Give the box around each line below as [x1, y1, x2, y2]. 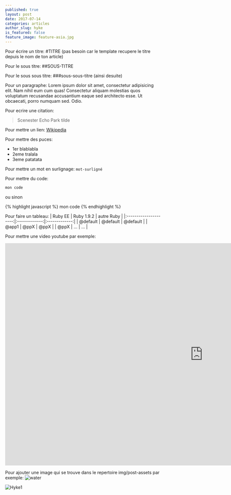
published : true [5, 7, 38, 12]
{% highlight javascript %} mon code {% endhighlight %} [5, 204, 121, 209]
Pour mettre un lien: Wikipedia [5, 126, 67, 132]
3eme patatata [12, 156, 42, 162]
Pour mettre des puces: [5, 136, 53, 142]
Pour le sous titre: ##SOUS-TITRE [5, 63, 74, 69]
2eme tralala [12, 151, 38, 157]
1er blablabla [12, 146, 38, 152]
